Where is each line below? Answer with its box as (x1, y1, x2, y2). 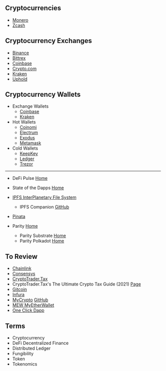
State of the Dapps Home (12, 185, 64, 191)
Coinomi (19, 124, 37, 130)
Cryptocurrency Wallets (5, 90, 81, 99)
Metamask (19, 140, 41, 146)
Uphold (12, 76, 28, 82)
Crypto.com (12, 65, 37, 71)
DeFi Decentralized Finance (12, 340, 69, 346)
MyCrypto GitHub (12, 297, 48, 303)
